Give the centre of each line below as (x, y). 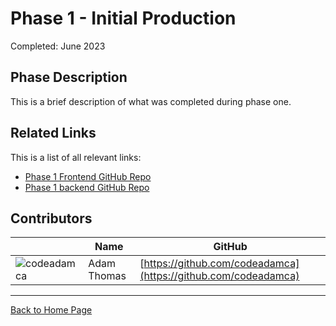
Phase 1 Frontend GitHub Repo (88, 176)
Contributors (51, 218)
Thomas (107, 276)
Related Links (53, 133)
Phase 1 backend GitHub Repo (87, 187)
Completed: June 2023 (58, 46)
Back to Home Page (51, 310)
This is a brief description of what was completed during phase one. (151, 101)
